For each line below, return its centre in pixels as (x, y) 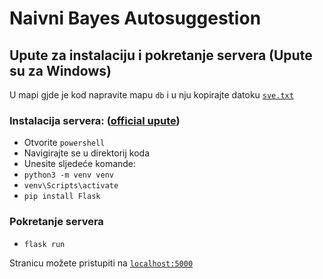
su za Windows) (60, 70)
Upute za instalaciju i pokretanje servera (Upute (161, 55)
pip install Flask (62, 197)
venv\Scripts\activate (71, 186)
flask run (44, 244)
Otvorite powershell (64, 143)
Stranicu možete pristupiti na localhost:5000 (101, 263)
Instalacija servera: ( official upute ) (95, 120)
